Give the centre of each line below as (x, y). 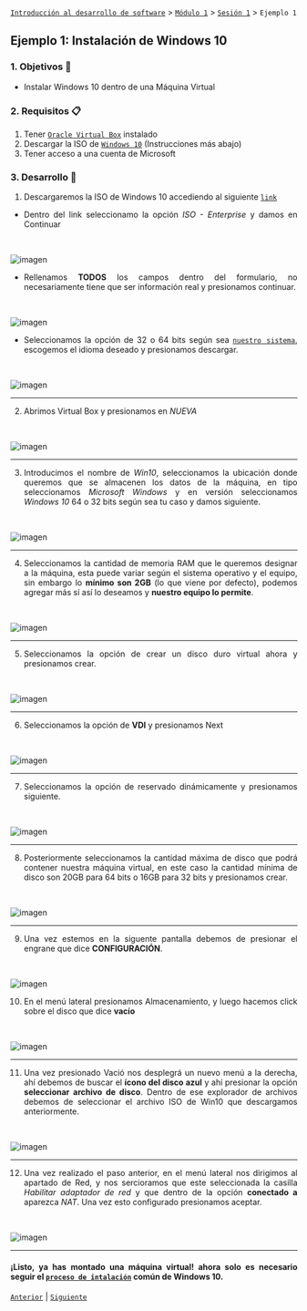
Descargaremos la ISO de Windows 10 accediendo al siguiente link (150, 197)
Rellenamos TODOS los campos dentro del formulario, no (161, 277)
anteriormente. (51, 1111)
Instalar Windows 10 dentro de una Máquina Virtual (119, 87)
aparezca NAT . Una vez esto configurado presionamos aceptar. (143, 1203)
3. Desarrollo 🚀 (43, 177)
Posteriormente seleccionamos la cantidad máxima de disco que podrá (160, 858)
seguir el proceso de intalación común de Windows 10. (117, 1276)
